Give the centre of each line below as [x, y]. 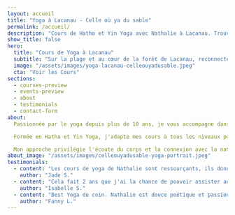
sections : [22, 79]
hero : [15, 46]
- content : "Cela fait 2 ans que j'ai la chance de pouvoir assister [117, 181]
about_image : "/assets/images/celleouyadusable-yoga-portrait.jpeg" [109, 156]
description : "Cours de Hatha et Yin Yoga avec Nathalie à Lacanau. [109, 33]
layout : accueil [31, 14]
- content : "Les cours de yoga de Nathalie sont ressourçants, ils [114, 169]
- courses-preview [41, 85]
